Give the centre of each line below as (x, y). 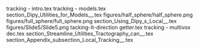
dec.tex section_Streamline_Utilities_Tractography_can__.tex (80, 34)
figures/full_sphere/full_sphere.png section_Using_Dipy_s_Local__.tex (91, 21)
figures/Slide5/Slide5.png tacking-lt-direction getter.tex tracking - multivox (98, 27)
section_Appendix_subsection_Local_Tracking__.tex (70, 40)
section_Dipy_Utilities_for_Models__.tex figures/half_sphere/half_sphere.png (99, 15)
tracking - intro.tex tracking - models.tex (56, 9)
